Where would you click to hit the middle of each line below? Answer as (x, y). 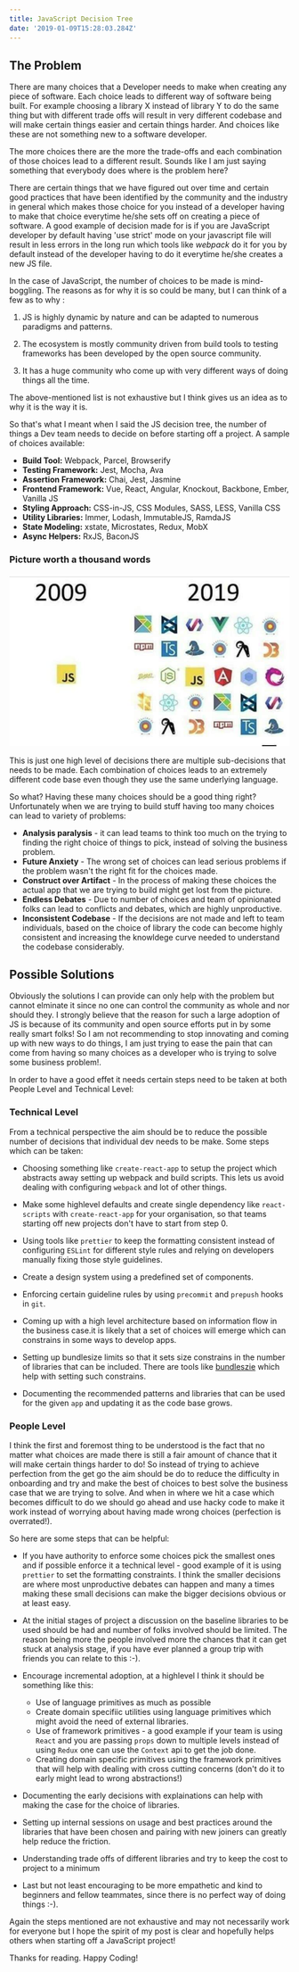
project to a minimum (61, 1868)
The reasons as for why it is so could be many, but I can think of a (166, 291)
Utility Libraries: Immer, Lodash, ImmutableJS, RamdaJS (126, 518)
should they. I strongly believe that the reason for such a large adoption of (145, 1015)
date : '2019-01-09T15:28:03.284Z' (73, 28)
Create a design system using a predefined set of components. (137, 1277)
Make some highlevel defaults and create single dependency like (141, 1204)
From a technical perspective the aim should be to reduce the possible (138, 1131)
